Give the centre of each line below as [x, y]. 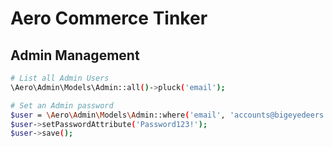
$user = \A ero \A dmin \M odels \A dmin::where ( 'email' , [118, 115]
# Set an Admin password [62, 105]
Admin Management [75, 55]
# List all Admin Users [60, 78]
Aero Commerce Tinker [109, 18]
